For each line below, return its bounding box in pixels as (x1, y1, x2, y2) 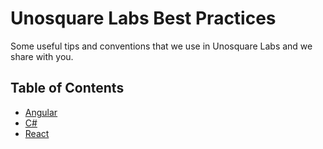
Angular (24, 106, 58, 118)
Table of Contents (10, 80, 125, 97)
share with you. (10, 50, 74, 62)
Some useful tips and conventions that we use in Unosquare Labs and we (10, 40, 313, 52)
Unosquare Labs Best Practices (10, 7, 277, 30)
